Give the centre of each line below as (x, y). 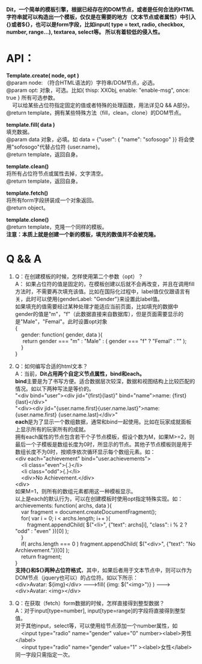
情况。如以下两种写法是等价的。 (54, 388)
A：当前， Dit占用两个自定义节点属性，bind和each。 (80, 373)
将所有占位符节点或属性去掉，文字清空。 (56, 173)
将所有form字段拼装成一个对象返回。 (52, 200)
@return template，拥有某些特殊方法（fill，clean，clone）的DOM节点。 (95, 112)
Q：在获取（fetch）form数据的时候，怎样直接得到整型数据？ (90, 603)
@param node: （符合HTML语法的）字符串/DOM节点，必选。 (82, 82)
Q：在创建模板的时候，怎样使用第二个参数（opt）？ (79, 276)
